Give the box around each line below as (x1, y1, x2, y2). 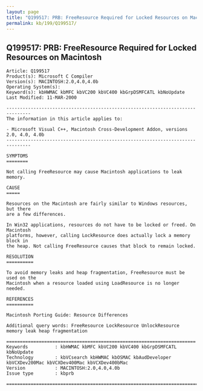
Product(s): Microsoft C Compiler (6, 73, 94, 79)
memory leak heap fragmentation (6, 328, 88, 334)
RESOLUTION (6, 254, 34, 260)
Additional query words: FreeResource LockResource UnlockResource (6, 322, 180, 329)
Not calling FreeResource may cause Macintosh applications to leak (6, 169, 182, 175)
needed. (6, 286, 26, 292)
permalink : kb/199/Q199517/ (6, 20, 77, 26)
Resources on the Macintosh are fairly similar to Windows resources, (6, 201, 188, 207)
